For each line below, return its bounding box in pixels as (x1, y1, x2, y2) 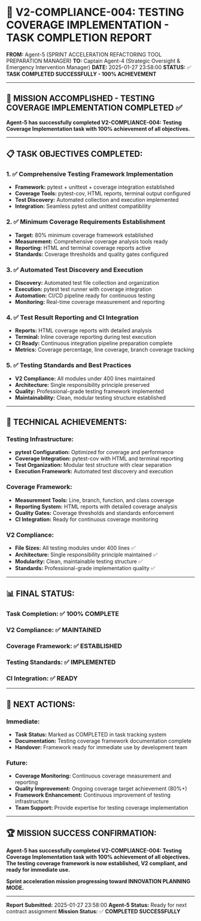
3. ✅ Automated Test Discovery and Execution (6, 266, 144, 274)
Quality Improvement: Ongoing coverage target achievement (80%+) (14, 785, 187, 792)
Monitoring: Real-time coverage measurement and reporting (14, 299, 165, 306)
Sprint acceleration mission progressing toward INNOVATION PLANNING (6, 878, 191, 885)
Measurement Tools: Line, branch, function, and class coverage (14, 496, 175, 503)
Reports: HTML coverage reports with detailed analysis (14, 327, 152, 334)
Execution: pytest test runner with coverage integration (14, 285, 153, 293)
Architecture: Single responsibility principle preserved (14, 381, 150, 388)
